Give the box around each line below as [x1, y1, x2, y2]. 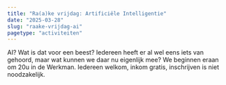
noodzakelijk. [7, 70, 45, 79]
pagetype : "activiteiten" [7, 29, 82, 37]
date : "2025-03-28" [7, 17, 64, 23]
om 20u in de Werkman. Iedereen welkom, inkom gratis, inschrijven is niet [7, 63, 220, 71]
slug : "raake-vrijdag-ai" [7, 23, 82, 30]
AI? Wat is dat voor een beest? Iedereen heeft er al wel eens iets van [7, 48, 204, 57]
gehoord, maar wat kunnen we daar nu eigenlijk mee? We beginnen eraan [7, 56, 219, 64]
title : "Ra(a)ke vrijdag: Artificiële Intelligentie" [7, 10, 167, 17]
